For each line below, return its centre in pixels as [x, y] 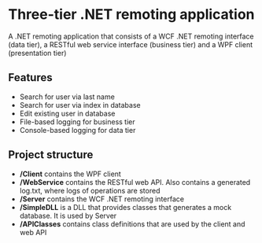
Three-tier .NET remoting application [131, 15]
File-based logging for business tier [77, 121]
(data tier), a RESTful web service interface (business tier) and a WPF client [131, 44]
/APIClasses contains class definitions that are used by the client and [132, 224]
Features [30, 77]
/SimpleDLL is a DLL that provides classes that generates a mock [125, 207]
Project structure [51, 155]
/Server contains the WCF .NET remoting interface [102, 199]
